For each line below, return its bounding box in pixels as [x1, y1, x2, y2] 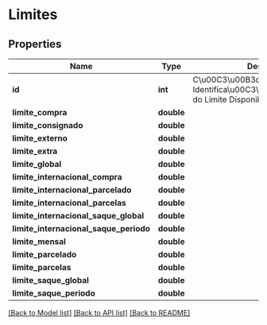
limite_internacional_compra [12, 172, 122, 182]
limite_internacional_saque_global [12, 211, 145, 221]
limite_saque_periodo [12, 288, 95, 299]
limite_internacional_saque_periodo [12, 223, 151, 234]
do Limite [192, 94, 228, 105]
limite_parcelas [12, 262, 72, 273]
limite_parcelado [12, 249, 77, 260]
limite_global [12, 159, 62, 169]
